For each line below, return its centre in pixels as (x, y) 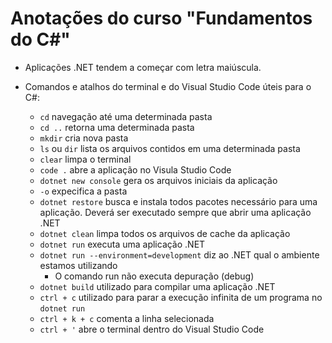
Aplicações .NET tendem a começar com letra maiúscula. (143, 67)
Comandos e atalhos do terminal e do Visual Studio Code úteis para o (168, 86)
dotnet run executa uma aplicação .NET (122, 244)
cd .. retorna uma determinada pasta (117, 127)
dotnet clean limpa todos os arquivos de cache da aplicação (165, 233)
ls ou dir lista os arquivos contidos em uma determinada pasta (170, 148)
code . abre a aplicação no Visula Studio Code (135, 169)
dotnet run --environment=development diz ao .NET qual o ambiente (179, 254)
